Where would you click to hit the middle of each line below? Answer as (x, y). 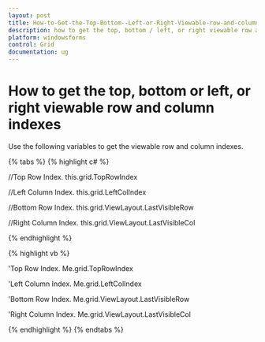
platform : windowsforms (47, 37)
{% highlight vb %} (39, 253)
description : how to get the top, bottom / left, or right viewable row (130, 30)
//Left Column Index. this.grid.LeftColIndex (77, 192)
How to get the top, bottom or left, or (129, 91)
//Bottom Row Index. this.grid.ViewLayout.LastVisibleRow (101, 207)
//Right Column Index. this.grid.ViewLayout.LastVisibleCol (102, 222)
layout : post (30, 15)
